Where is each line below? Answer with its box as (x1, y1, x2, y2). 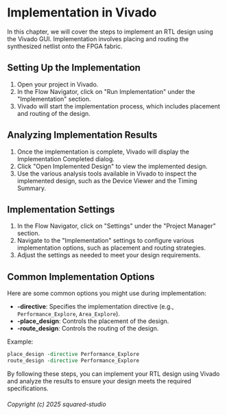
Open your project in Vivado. (16, 80, 99, 88)
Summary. (16, 184, 47, 192)
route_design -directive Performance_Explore (7, 357, 139, 364)
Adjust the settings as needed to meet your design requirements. (16, 251, 201, 259)
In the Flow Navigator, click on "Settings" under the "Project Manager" (16, 222, 216, 230)
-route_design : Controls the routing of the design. (16, 324, 159, 333)
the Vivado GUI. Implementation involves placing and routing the (7, 34, 189, 43)
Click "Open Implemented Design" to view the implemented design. (16, 162, 208, 170)
